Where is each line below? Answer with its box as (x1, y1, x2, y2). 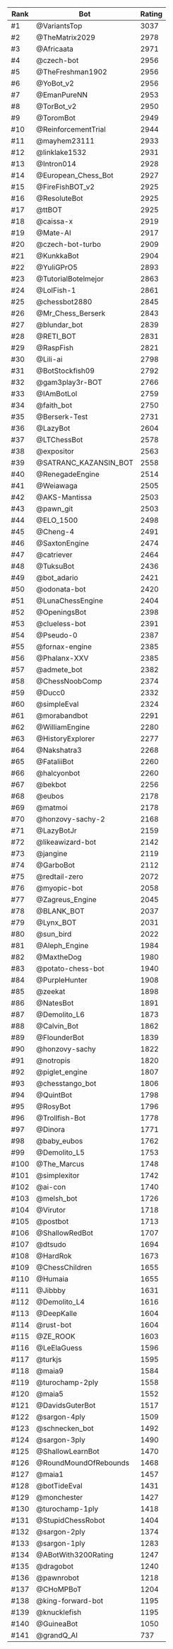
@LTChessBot (36, 435, 83, 444)
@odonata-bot (36, 584, 86, 594)
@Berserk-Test (36, 412, 88, 422)
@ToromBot (36, 113, 76, 122)
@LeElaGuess (36, 1343, 83, 1353)
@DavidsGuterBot (36, 1401, 96, 1410)
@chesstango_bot (36, 1079, 97, 1088)
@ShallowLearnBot (36, 1447, 100, 1456)
